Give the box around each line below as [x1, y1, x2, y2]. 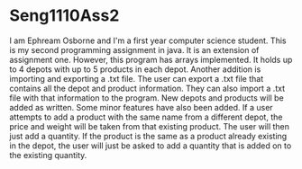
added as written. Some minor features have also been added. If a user [9, 102, 273, 112]
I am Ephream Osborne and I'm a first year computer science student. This [9, 35, 287, 46]
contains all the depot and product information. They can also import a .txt [9, 83, 286, 93]
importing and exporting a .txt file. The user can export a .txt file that [9, 73, 264, 84]
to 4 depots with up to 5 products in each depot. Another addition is [9, 64, 261, 75]
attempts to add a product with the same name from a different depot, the [9, 111, 283, 122]
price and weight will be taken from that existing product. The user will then [9, 120, 290, 131]
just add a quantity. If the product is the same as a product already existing [9, 130, 288, 141]
